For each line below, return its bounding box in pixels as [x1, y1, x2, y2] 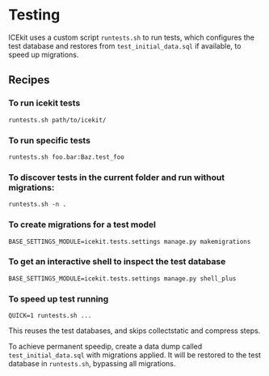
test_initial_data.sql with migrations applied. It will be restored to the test [8, 350, 261, 360]
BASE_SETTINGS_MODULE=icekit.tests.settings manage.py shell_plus [8, 274, 237, 283]
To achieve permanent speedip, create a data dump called [8, 342, 203, 352]
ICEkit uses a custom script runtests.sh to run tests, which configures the [8, 32, 254, 42]
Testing [8, 6, 61, 24]
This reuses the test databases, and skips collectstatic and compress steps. [8, 326, 261, 335]
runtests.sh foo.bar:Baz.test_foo [8, 152, 125, 161]
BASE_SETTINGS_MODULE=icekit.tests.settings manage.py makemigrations [8, 237, 251, 246]
